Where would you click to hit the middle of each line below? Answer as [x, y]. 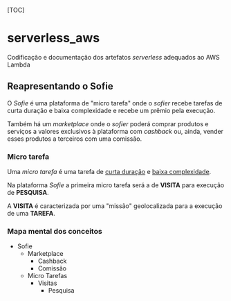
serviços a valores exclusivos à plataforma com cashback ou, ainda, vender [115, 131]
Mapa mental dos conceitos [55, 231]
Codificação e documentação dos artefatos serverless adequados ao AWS [113, 57]
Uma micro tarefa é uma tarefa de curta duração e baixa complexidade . [109, 172]
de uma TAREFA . [31, 214]
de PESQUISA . [28, 193]
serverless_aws [54, 38]
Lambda [19, 64]
